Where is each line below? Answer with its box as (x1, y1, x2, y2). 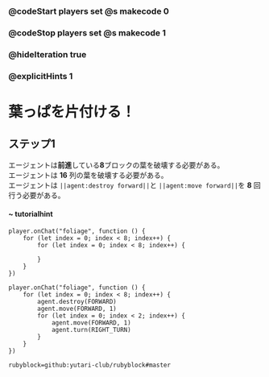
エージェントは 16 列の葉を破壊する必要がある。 (8, 170, 168, 180)
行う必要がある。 (8, 190, 65, 200)
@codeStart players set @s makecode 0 (8, 6, 169, 17)
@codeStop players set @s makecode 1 (8, 27, 167, 38)
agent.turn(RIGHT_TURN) (51, 325, 131, 333)
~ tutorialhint (8, 209, 54, 219)
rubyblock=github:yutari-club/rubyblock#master (8, 361, 172, 369)
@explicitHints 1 (8, 70, 73, 81)
